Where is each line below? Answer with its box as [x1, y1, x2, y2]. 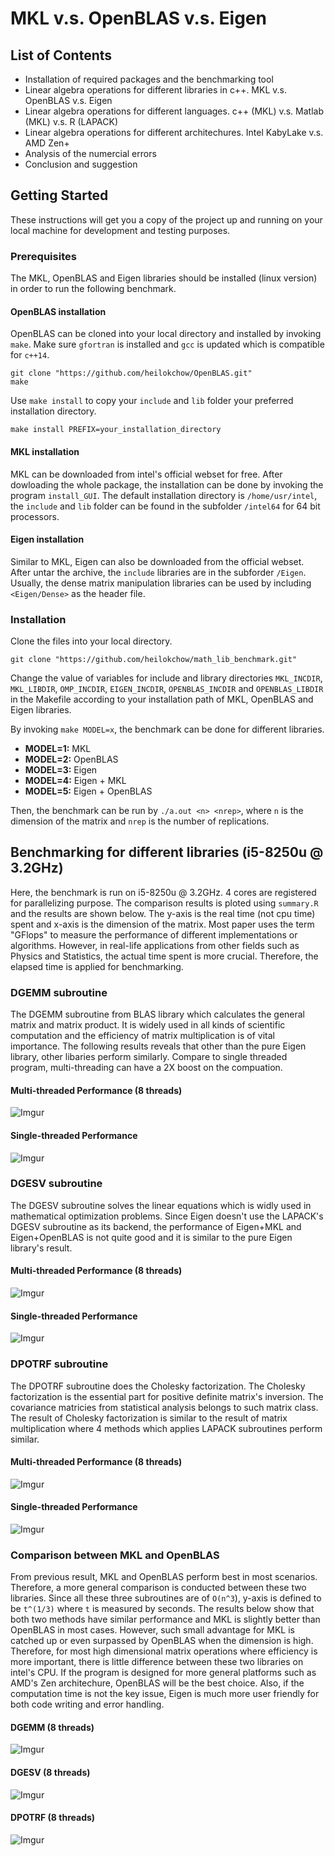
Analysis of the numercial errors [24, 148, 157, 159]
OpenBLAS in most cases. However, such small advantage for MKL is [10, 1624, 296, 1636]
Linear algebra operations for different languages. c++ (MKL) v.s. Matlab [24, 105, 324, 117]
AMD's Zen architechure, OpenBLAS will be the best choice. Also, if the [10, 1677, 305, 1689]
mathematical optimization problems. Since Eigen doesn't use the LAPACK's [10, 1210, 324, 1222]
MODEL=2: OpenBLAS [24, 753, 119, 766]
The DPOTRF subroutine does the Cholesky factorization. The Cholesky [10, 1380, 306, 1392]
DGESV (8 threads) [10, 1767, 91, 1779]
